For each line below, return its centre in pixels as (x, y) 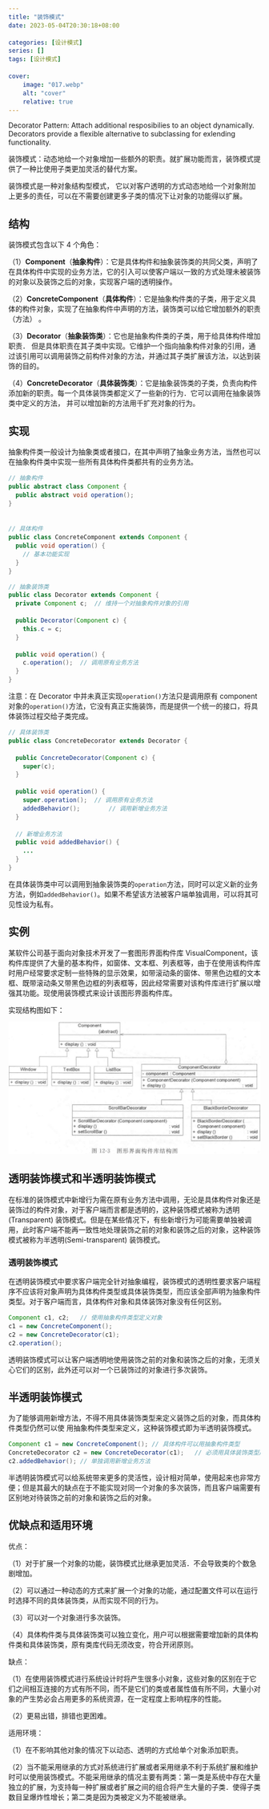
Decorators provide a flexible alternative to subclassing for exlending (122, 134)
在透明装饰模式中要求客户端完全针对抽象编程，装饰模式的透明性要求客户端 (131, 1282)
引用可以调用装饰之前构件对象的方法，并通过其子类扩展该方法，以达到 (138, 356)
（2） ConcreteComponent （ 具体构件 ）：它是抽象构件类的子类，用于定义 (129, 299)
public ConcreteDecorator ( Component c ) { (86, 758)
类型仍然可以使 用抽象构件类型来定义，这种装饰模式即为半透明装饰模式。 (135, 1428)
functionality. (30, 142)
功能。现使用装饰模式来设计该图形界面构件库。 (99, 993)
